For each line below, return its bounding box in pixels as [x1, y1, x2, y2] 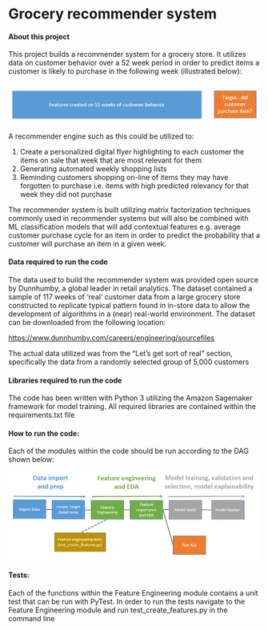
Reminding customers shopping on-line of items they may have [19, 172, 229, 182]
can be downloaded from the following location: [8, 317, 166, 327]
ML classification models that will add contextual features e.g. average [8, 222, 242, 231]
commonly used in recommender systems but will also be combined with [8, 213, 249, 223]
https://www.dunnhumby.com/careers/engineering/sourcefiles [8, 333, 214, 343]
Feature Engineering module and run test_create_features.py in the [8, 605, 228, 615]
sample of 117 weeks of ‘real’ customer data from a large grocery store [8, 291, 241, 301]
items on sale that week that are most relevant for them [19, 155, 202, 165]
